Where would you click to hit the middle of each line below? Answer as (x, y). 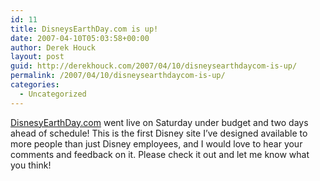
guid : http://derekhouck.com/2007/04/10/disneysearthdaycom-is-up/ (154, 66)
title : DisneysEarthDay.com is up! (84, 29)
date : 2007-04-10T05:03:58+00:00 (80, 38)
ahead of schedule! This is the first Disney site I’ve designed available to (159, 133)
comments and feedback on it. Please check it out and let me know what (160, 154)
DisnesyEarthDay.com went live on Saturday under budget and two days (159, 122)
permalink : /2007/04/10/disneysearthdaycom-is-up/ (118, 76)
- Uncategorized (53, 94)
